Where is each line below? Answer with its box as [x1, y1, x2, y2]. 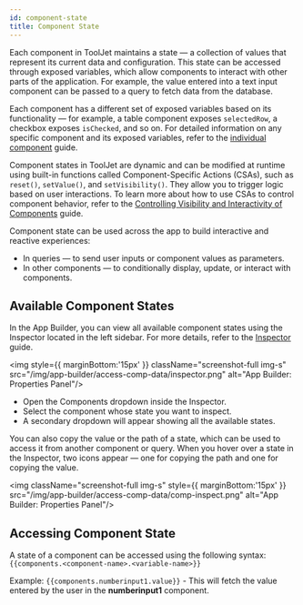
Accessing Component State [9, 525, 176, 541]
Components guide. [9, 207, 84, 218]
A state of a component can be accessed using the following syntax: [9, 550, 267, 560]
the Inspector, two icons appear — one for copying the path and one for [9, 452, 279, 464]
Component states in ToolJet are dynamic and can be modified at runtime [9, 159, 286, 170]
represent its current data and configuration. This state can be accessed [9, 56, 281, 67]
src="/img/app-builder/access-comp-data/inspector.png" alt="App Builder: [9, 369, 292, 380]
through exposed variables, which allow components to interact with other [9, 66, 288, 77]
